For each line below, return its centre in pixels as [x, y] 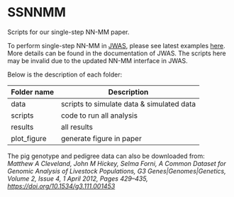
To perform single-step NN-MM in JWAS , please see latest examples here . [116, 45]
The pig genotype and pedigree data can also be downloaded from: [106, 156]
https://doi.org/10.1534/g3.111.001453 [61, 186]
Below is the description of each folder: [65, 74]
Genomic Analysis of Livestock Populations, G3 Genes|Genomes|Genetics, [117, 171]
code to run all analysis [99, 116]
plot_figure [29, 138]
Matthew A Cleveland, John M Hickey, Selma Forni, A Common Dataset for [117, 163]
